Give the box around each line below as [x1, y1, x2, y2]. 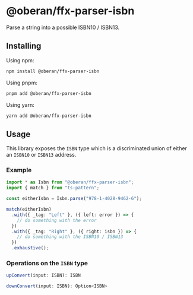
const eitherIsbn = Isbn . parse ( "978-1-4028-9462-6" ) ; [6, 196, 143, 202]
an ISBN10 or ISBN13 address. [6, 151, 77, 158]
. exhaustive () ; [11, 245, 49, 251]
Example [6, 166, 32, 175]
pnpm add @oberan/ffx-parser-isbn [6, 90, 92, 96]
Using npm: [6, 56, 34, 64]
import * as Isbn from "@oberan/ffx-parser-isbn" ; [6, 179, 134, 185]
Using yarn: [6, 101, 34, 108]
